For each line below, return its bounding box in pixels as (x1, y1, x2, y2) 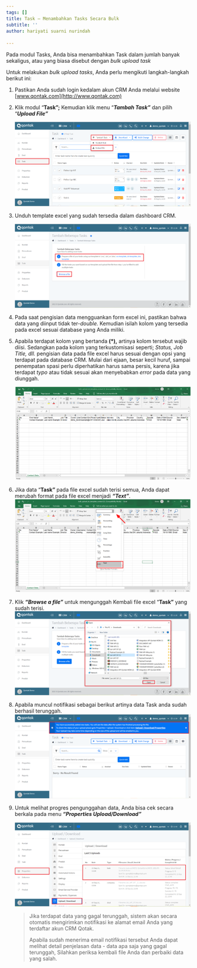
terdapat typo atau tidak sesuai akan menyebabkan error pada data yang (14, 369, 191, 376)
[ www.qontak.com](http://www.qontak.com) (14, 93, 122, 100)
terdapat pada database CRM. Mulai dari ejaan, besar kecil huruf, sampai (14, 356, 191, 363)
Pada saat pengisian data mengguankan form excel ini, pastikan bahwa (14, 313, 186, 321)
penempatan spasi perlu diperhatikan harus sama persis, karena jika (14, 362, 180, 369)
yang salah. (29, 954, 57, 962)
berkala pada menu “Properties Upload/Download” (14, 810, 142, 817)
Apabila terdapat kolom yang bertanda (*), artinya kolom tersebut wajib (14, 338, 188, 345)
